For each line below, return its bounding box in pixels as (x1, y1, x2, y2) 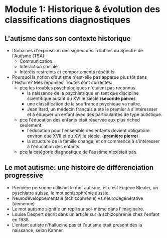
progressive (5, 171, 43, 180)
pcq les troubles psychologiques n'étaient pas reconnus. (19, 85, 137, 91)
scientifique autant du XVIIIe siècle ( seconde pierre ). (27, 95, 137, 101)
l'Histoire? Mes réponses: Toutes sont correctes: (12, 79, 112, 85)
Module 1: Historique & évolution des (5, 4, 160, 15)
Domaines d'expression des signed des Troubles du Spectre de (12, 48, 143, 53)
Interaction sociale (19, 64, 58, 69)
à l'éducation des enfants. (27, 144, 81, 149)
